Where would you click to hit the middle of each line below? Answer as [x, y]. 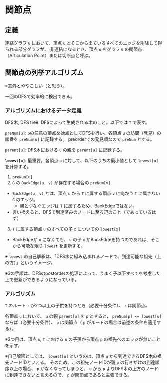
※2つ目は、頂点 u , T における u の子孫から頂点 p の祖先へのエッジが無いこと [83, 339]
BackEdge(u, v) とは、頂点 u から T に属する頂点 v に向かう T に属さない [86, 193]
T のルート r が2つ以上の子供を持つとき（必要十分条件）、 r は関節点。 [77, 306]
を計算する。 [18, 167]
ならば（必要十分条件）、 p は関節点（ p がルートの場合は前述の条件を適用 [81, 322]
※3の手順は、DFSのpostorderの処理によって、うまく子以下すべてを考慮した [83, 273]
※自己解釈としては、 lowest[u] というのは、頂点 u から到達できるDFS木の [81, 356]
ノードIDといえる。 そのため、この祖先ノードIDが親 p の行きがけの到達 [82, 362]
